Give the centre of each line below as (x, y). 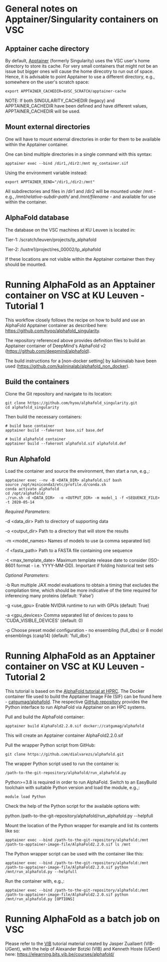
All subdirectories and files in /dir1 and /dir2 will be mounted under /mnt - (80, 191)
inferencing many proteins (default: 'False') (49, 596)
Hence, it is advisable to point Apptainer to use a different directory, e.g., (80, 77)
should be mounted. (26, 264)
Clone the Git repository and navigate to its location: (59, 394)
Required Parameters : (28, 512)
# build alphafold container (35, 439)
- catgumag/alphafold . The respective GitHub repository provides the (76, 702)
